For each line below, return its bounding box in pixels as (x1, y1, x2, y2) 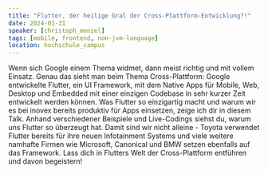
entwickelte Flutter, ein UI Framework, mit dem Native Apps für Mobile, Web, (8, 81, 260, 90)
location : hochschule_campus (8, 42, 105, 49)
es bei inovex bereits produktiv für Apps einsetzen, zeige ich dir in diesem (8, 105, 251, 116)
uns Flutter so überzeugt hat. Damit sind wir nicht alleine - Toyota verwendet (8, 123, 260, 132)
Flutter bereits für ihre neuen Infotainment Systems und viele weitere (8, 131, 234, 140)
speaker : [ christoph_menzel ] (8, 26, 105, 34)
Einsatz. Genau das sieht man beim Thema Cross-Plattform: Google (8, 72, 231, 81)
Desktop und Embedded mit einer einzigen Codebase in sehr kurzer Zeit (8, 89, 246, 98)
